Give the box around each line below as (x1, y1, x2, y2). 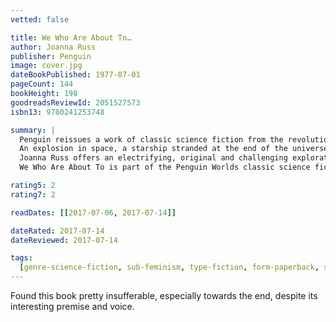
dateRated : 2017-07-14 (10, 226, 105, 236)
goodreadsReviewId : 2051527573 (10, 97, 141, 108)
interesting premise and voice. (10, 301, 135, 312)
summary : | (10, 125, 56, 135)
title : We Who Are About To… (10, 32, 132, 43)
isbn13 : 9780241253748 (10, 107, 105, 117)
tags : (10, 253, 33, 263)
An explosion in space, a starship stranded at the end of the (19, 144, 288, 154)
